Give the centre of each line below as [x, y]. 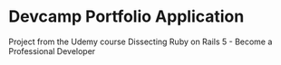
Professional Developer [52, 51]
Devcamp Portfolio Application [126, 17]
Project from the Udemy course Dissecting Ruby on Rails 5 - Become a [140, 42]
